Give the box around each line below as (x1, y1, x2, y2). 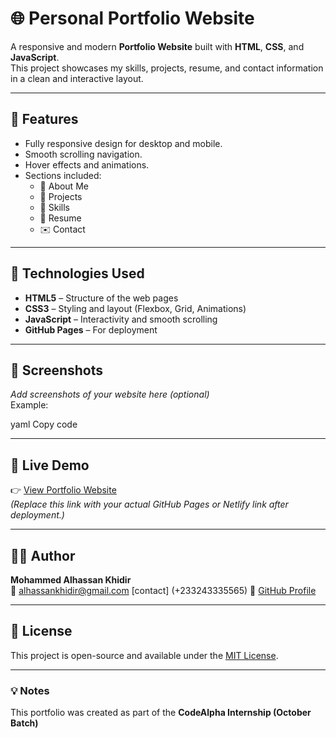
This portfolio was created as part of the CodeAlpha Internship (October (10, 707, 312, 719)
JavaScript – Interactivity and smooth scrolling (24, 313, 218, 325)
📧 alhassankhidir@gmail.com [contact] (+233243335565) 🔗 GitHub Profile (10, 585, 317, 596)
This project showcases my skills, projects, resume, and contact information (10, 62, 324, 74)
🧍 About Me (39, 180, 89, 192)
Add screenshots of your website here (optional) (10, 388, 210, 401)
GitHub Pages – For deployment (24, 323, 158, 336)
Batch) (10, 717, 39, 729)
